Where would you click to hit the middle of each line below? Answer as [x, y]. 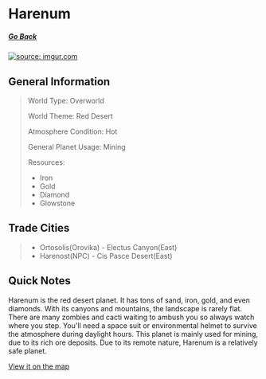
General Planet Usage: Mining [76, 147]
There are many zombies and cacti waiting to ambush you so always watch [131, 317]
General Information [59, 82]
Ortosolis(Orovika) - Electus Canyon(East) [108, 247]
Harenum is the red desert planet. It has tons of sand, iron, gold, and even [129, 300]
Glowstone [57, 203]
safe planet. [27, 350]
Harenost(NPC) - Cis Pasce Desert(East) [106, 256]
